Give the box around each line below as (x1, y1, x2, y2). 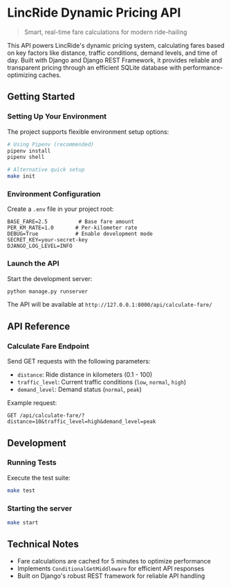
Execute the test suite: (7, 473, 71, 482)
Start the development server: (7, 274, 93, 282)
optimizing (7, 71, 37, 79)
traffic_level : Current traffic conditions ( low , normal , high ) (17, 378, 187, 386)
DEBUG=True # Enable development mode (7, 230, 154, 237)
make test (7, 487, 36, 494)
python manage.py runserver (7, 288, 89, 295)
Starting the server (7, 503, 73, 513)
